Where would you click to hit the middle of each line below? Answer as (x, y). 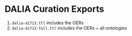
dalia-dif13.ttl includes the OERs (47, 23)
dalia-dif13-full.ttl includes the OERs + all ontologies (69, 28)
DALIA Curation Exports (54, 9)
